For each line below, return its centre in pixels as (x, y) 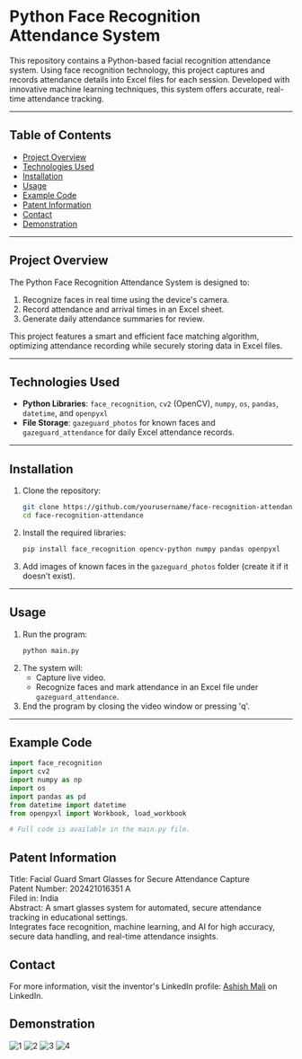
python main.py (51, 650)
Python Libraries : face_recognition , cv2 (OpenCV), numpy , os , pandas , (150, 404)
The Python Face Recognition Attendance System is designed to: (129, 282)
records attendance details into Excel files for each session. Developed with (150, 79)
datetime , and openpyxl (65, 413)
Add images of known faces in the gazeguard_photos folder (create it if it (155, 566)
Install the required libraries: (74, 533)
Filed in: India (34, 898)
